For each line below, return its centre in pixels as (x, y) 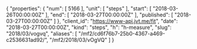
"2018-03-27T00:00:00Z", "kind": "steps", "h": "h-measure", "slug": (89, 27)
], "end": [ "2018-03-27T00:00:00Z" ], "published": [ (109, 15)
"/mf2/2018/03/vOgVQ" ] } (82, 40)
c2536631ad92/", (27, 40)
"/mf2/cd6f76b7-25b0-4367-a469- (122, 34)
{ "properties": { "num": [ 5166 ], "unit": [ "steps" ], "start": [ (79, 9)
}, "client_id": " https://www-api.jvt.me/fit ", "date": (117, 21)
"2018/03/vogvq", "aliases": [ (42, 34)
